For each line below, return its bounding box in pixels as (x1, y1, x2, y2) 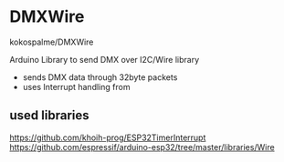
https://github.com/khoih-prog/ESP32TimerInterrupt (9, 132, 206, 143)
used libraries (9, 107, 89, 124)
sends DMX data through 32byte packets (22, 71, 178, 83)
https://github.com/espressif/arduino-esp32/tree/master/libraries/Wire (9, 141, 276, 152)
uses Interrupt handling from (22, 81, 131, 92)
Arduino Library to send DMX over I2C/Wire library (9, 54, 200, 65)
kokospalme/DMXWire (9, 36, 94, 47)
